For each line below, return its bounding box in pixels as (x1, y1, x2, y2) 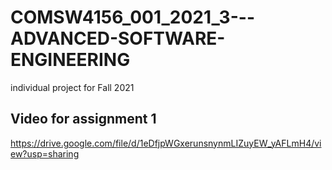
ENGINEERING (10, 49, 131, 71)
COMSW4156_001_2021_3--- (10, 6, 255, 29)
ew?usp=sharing (10, 147, 80, 160)
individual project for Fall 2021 (10, 81, 135, 93)
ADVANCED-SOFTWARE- (10, 27, 226, 50)
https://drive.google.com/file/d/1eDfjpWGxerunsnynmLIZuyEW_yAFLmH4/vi (10, 137, 322, 149)
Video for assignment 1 (10, 111, 157, 128)
